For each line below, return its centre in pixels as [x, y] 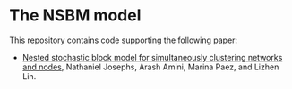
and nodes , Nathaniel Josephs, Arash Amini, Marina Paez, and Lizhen [150, 67]
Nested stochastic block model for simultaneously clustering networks [152, 57]
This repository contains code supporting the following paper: [124, 40]
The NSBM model [75, 16]
